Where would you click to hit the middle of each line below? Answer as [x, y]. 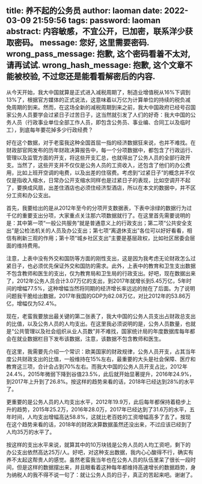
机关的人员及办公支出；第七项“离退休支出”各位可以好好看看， [111, 230]
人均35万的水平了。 [31, 432]
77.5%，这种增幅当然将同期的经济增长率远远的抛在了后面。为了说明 [111, 288]
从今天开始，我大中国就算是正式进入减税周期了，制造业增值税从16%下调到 [99, 92]
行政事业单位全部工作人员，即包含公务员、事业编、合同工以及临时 [109, 122]
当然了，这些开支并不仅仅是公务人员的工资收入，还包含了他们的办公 [101, 165]
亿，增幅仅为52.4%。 [33, 303]
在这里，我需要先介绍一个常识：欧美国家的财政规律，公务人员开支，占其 [96, 351]
